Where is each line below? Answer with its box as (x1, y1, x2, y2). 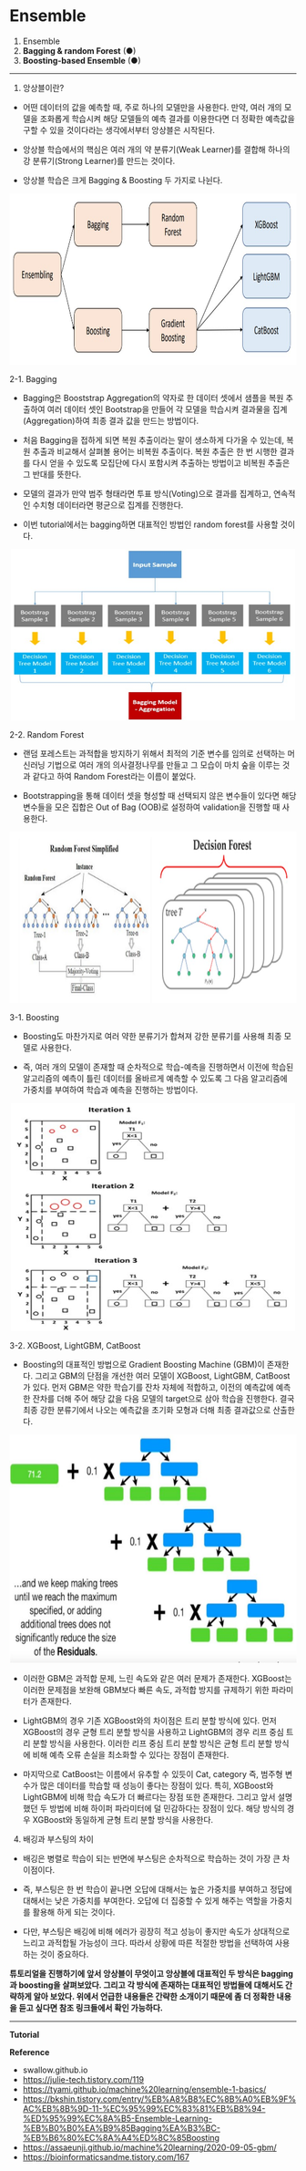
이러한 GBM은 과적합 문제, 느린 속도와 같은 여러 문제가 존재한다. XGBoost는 (22, 1672, 292, 1683)
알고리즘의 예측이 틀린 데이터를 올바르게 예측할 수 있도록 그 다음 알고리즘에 (22, 1072, 289, 1083)
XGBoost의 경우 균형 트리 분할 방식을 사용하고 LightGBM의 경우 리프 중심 (22, 1726, 284, 1737)
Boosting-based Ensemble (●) (22, 55, 141, 66)
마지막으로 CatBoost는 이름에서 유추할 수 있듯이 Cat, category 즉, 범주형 (22, 1768, 283, 1779)
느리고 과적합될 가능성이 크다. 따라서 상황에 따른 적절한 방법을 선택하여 (22, 1937, 273, 1948)
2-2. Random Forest (9, 729, 85, 739)
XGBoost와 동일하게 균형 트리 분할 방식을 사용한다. (32, 1814, 214, 1825)
